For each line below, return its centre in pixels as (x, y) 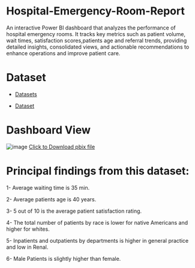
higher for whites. (28, 229)
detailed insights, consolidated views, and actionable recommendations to (98, 47)
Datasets (26, 94)
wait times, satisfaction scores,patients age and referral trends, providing (97, 40)
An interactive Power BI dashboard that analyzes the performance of (91, 28)
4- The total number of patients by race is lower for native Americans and (97, 222)
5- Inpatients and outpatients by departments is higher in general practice (97, 240)
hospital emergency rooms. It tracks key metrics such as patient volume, (96, 34)
